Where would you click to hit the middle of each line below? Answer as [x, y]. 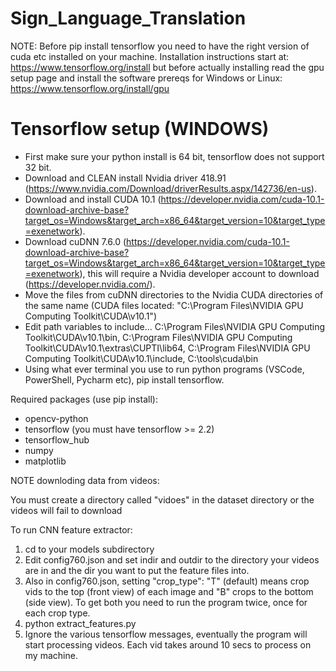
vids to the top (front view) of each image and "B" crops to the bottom [169, 591]
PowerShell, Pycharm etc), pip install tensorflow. [124, 379]
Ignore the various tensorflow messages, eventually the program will [166, 634]
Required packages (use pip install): [84, 399]
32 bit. [38, 167]
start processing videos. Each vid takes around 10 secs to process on [168, 644]
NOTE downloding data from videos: [85, 480]
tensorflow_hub [57, 439]
